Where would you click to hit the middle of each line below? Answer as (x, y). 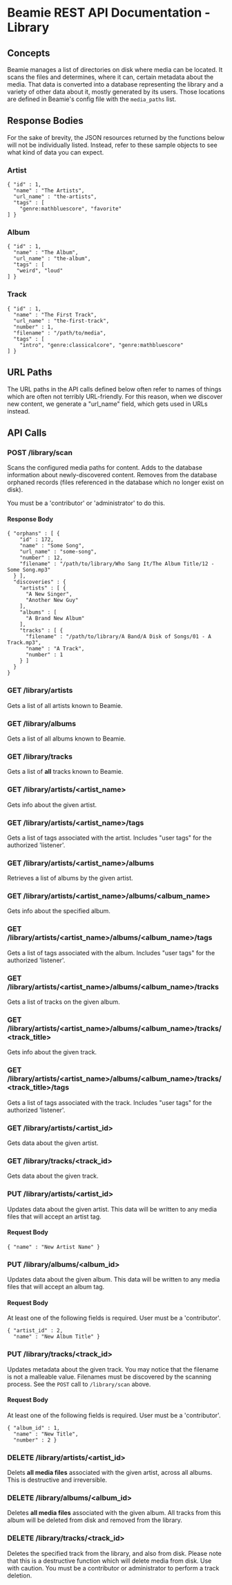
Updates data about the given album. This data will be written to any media (114, 1279)
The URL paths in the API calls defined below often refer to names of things (115, 389)
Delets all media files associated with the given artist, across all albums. (110, 1473)
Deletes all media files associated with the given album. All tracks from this (114, 1513)
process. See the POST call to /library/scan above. (79, 1384)
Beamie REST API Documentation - (109, 13)
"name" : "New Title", (46, 1434)
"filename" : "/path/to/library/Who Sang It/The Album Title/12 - (117, 564)
